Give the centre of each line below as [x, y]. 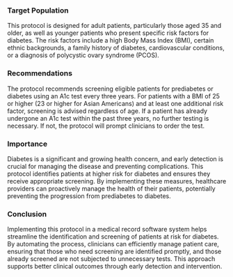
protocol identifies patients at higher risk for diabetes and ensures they [109, 174]
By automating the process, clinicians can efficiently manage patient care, [113, 244]
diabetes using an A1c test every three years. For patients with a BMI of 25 [114, 96]
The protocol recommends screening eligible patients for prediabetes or [110, 89]
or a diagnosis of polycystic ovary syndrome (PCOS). [83, 55]
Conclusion [27, 214]
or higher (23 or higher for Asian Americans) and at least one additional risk [115, 103]
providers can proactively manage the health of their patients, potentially [111, 188]
